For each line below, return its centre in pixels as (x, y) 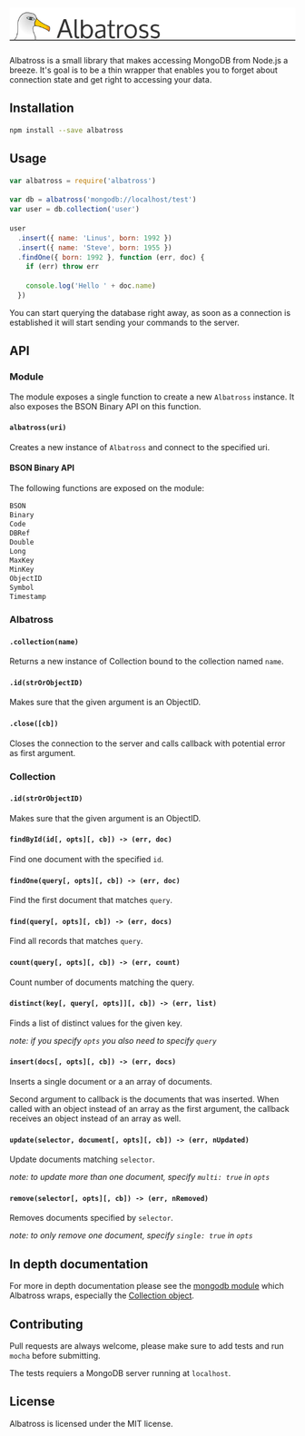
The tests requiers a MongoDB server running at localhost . (120, 1372)
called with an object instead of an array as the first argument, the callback (149, 1108)
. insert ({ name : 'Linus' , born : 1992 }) (95, 238)
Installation (42, 108)
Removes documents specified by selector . (92, 1218)
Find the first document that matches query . (91, 900)
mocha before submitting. (55, 1355)
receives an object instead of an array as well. (95, 1118)
